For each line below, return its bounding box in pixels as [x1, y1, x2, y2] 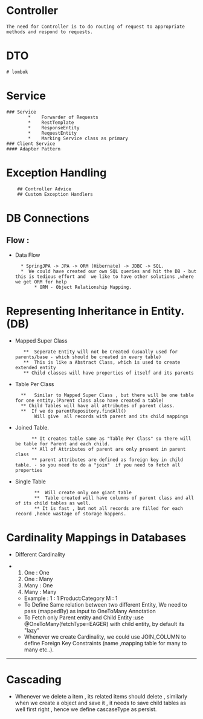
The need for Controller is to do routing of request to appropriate [6, 24, 185, 30]
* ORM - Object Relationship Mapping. [34, 284, 132, 290]
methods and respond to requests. [6, 28, 94, 35]
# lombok [6, 69, 28, 75]
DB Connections [6, 211, 89, 225]
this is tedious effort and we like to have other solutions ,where [14, 273, 195, 280]
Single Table [14, 478, 47, 485]
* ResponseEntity [28, 124, 80, 131]
